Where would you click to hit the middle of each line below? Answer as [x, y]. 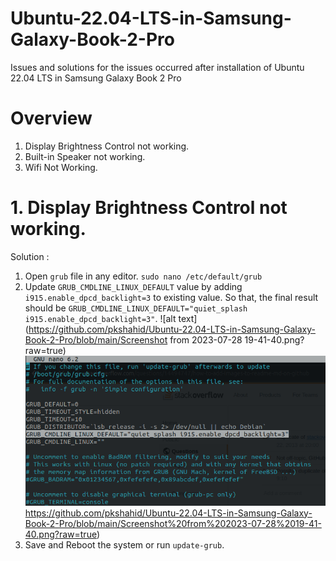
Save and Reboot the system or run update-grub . [124, 544]
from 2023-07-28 [206, 339]
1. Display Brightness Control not [149, 208]
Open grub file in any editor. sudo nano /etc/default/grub [143, 276]
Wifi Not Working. [61, 167]
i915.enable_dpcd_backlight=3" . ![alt [100, 318]
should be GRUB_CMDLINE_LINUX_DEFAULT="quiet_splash [136, 308]
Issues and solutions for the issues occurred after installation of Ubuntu [157, 67]
